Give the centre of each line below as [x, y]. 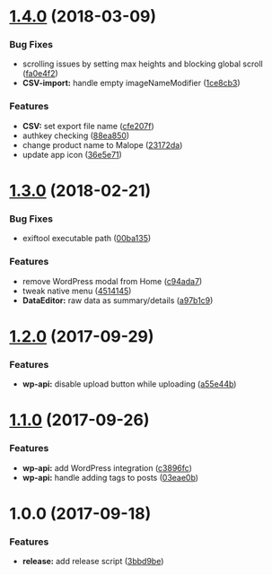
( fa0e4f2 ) [40, 74]
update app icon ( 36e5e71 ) [72, 154]
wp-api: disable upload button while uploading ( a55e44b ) [129, 384]
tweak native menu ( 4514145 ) [77, 291]
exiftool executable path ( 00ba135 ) [87, 239]
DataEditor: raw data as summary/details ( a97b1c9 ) [118, 300]
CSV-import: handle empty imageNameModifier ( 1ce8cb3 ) [131, 83]
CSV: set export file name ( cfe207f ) [88, 126]
